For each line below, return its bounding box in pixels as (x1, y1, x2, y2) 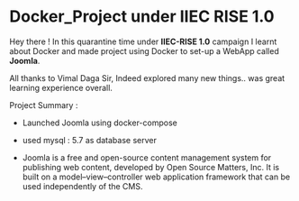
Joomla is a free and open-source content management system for (22, 151, 272, 163)
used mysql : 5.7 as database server (22, 134, 158, 145)
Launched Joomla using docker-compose (22, 117, 177, 128)
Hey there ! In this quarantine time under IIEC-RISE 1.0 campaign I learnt (9, 36, 277, 47)
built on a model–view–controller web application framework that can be (22, 171, 291, 182)
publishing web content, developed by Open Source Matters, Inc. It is (22, 161, 280, 172)
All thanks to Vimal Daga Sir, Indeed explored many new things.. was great (9, 72, 285, 83)
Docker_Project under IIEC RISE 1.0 (9, 6, 275, 27)
